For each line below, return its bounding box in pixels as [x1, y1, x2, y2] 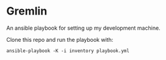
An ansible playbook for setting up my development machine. [6, 24, 161, 32]
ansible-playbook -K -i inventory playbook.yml [6, 47, 130, 54]
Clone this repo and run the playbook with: [6, 36, 114, 43]
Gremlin [6, 4, 48, 18]
